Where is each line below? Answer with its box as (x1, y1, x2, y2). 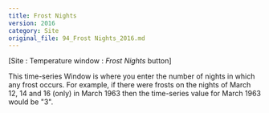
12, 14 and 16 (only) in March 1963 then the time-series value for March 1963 (8, 89, 261, 99)
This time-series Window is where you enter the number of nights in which (8, 71, 255, 81)
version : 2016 (8, 19, 56, 27)
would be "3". (8, 97, 54, 107)
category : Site (8, 26, 59, 34)
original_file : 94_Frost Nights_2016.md (8, 34, 146, 42)
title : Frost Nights (8, 11, 78, 20)
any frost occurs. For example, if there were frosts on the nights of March (8, 80, 251, 90)
